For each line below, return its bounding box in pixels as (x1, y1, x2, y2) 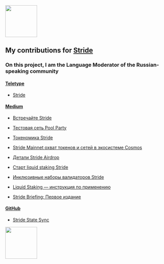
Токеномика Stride (12, 135, 53, 141)
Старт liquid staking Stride (12, 164, 69, 170)
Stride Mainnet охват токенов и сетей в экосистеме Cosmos (12, 144, 142, 150)
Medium (5, 103, 23, 110)
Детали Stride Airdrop (12, 154, 59, 160)
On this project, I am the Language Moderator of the (5, 61, 136, 68)
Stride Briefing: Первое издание (12, 194, 81, 200)
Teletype (5, 80, 24, 86)
